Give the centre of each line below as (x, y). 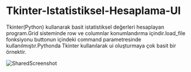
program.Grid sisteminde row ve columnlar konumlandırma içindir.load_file (96, 33)
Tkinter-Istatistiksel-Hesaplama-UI (93, 11)
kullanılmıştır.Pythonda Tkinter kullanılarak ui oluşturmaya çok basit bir (91, 46)
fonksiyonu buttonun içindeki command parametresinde (74, 39)
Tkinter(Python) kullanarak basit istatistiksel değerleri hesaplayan (85, 27)
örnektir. (16, 52)
